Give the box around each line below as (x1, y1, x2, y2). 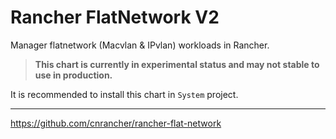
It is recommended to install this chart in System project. (10, 88, 239, 100)
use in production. (34, 69, 113, 81)
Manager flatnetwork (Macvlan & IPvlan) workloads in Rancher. (10, 39, 270, 51)
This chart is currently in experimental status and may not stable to (34, 58, 320, 70)
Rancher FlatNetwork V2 (10, 6, 220, 29)
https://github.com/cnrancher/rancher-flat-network (10, 117, 222, 129)
